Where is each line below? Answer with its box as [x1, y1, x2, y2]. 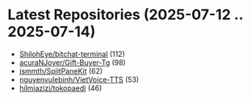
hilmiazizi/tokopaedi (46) [19, 83, 102, 93]
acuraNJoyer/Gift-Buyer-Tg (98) [19, 58, 126, 67]
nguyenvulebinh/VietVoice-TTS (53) [19, 75, 140, 84]
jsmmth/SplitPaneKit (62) [19, 66, 103, 75]
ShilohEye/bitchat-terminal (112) [19, 49, 126, 59]
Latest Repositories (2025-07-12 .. [7, 6, 244, 24]
